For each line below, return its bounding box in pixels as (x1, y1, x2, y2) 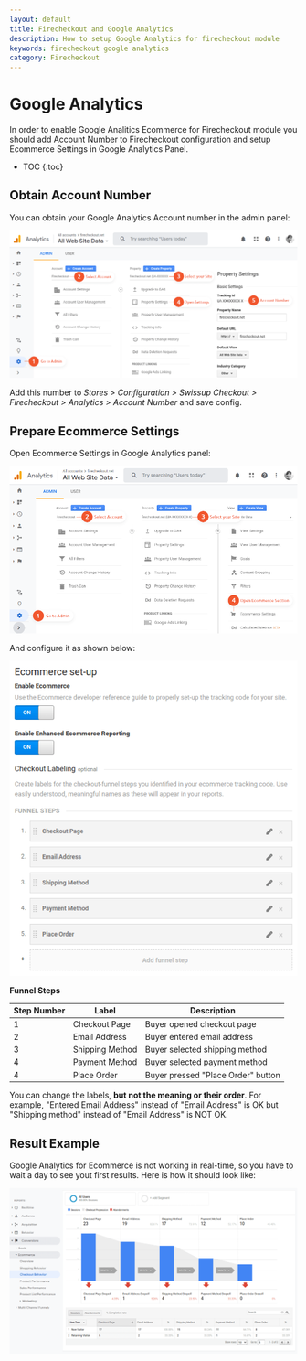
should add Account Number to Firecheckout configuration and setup (9, 134, 271, 145)
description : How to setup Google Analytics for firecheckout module (9, 34, 280, 43)
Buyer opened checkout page (144, 1018, 257, 1029)
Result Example (9, 1135, 100, 1152)
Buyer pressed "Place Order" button (144, 1069, 281, 1080)
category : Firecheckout (9, 53, 100, 63)
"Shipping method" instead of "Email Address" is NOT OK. (9, 1109, 228, 1120)
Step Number (13, 1005, 66, 1016)
